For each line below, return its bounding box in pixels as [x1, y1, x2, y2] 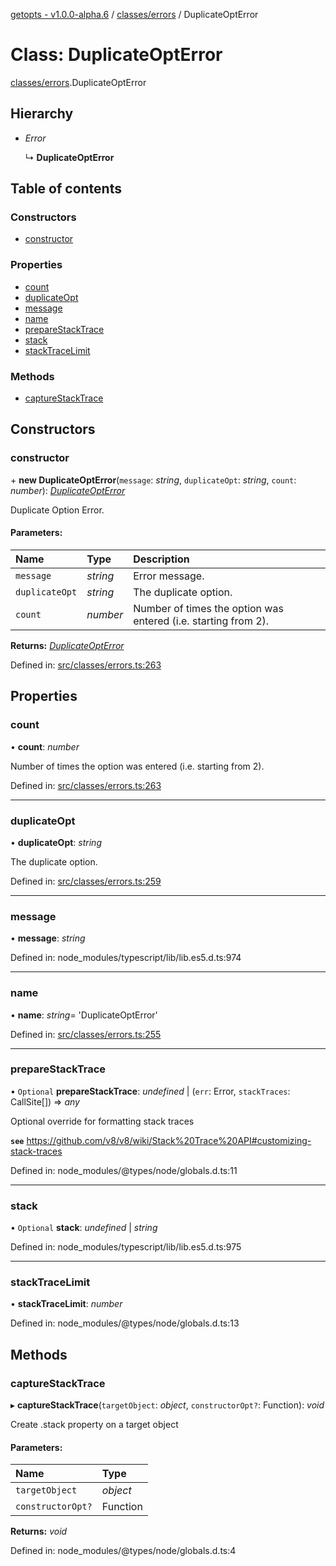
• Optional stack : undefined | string [10, 1222, 158, 1234]
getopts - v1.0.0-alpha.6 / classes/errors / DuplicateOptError [10, 9, 259, 20]
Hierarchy [10, 105, 74, 123]
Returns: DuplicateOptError [10, 639, 125, 651]
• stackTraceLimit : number [10, 1298, 123, 1310]
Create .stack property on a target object [10, 1419, 179, 1431]
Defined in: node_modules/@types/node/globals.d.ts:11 [10, 1164, 238, 1176]
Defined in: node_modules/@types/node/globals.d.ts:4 [10, 1545, 237, 1557]
